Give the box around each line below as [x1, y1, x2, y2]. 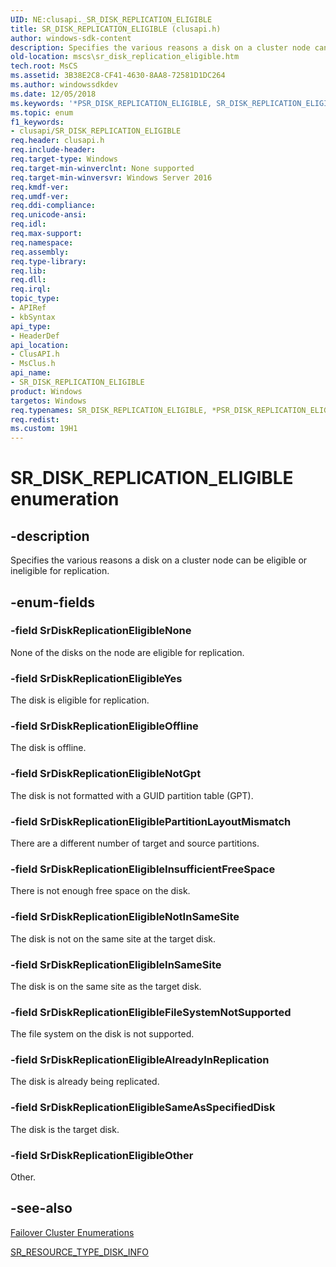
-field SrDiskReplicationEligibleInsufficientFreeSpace [10, 862, 276, 876]
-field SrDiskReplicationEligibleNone [10, 624, 192, 638]
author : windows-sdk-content [10, 33, 132, 43]
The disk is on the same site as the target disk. [10, 980, 202, 992]
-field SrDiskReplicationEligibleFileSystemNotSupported [10, 1005, 292, 1019]
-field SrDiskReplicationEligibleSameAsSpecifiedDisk [10, 1101, 276, 1115]
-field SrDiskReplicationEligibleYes [10, 671, 183, 685]
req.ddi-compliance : [10, 201, 97, 211]
